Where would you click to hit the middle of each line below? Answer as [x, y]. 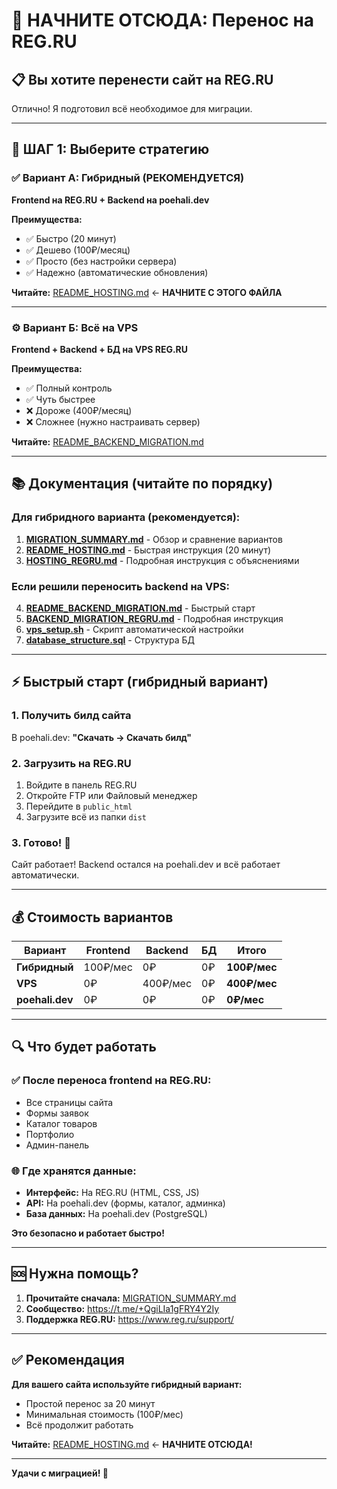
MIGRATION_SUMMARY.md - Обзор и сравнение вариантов [154, 539]
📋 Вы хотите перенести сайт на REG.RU [142, 79]
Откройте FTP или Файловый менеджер [111, 795]
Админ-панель [57, 1145]
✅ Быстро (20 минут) [71, 238]
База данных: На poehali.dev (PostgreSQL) [116, 1214]
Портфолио [50, 1134]
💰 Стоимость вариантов [92, 917]
